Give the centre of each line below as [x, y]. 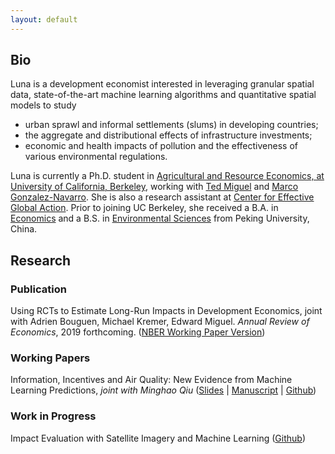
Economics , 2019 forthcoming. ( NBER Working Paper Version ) [138, 332]
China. [24, 229]
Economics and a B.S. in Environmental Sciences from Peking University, [160, 218]
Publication [38, 289]
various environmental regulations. [96, 157]
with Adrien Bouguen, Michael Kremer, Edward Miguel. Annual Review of [160, 322]
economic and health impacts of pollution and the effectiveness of [161, 146]
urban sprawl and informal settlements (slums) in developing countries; [171, 125]
